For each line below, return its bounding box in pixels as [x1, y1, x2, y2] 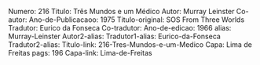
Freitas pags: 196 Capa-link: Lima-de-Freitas [8, 49, 152, 57]
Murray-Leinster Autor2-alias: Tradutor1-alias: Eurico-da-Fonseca [8, 31, 222, 41]
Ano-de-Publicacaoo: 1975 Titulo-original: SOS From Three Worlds [28, 15, 245, 24]
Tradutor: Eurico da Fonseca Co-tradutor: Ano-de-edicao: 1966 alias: [8, 23, 232, 32]
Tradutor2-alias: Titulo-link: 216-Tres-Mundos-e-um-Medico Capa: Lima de [8, 40, 253, 49]
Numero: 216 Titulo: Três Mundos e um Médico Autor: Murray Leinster [8, 7, 235, 16]
